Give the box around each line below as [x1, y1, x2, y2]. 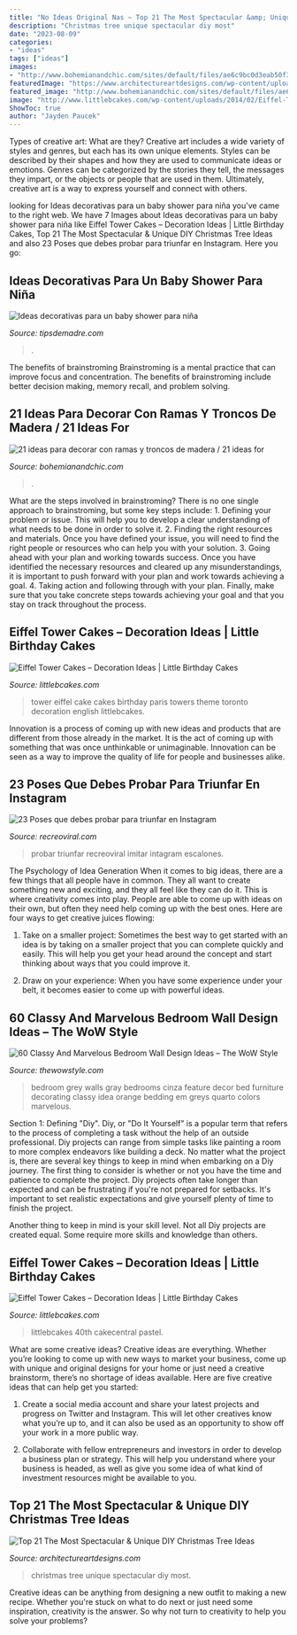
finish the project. [9, 1203, 73, 1214]
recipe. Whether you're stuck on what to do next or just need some [9, 1596, 254, 1607]
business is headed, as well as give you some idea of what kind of [21, 1463, 263, 1474]
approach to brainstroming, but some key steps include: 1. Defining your [9, 504, 271, 515]
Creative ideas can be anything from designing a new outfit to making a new [9, 1587, 287, 1598]
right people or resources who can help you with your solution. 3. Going [9, 542, 271, 553]
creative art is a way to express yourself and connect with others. [9, 183, 247, 194]
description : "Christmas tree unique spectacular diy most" [9, 21, 236, 30]
